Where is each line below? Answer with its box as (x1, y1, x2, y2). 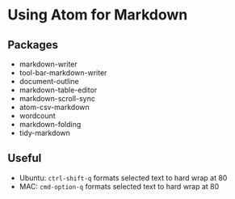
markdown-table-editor (19, 85, 98, 95)
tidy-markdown (19, 128, 70, 138)
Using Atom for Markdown (7, 6, 188, 24)
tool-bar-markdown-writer (19, 68, 107, 78)
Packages (7, 38, 58, 52)
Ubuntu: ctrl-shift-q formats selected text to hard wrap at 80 (19, 172, 228, 183)
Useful (7, 151, 42, 165)
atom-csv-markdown (19, 103, 90, 112)
